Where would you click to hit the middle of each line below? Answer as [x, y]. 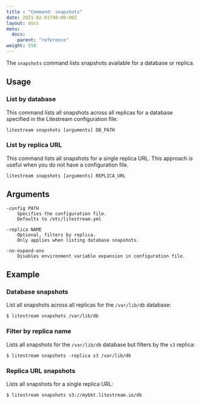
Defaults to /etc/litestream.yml [59, 219]
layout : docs [23, 23]
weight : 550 [21, 46]
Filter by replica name [39, 331]
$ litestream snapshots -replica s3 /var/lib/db [69, 356]
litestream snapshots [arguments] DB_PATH [61, 130]
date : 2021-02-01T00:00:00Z [42, 18]
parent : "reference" [43, 40]
